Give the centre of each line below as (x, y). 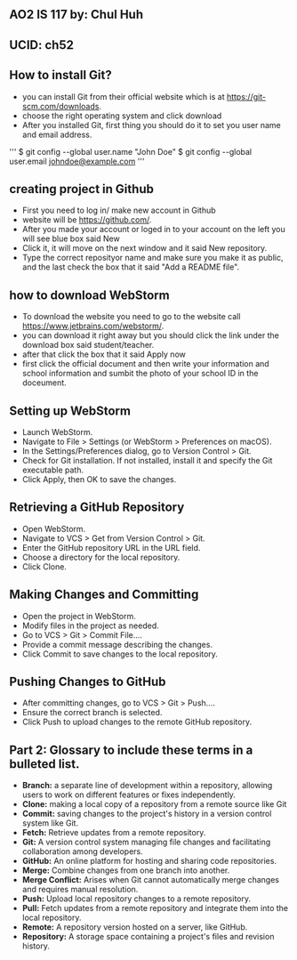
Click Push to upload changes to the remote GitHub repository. (136, 722)
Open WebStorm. (54, 528)
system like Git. (50, 823)
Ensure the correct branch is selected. (92, 713)
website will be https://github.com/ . (87, 220)
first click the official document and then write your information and (145, 364)
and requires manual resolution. (80, 890)
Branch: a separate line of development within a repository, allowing (147, 786)
